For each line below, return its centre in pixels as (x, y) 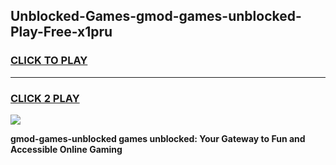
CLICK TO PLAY (49, 61)
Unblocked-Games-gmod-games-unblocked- (156, 16)
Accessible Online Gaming (66, 149)
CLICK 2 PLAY (45, 98)
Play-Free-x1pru (61, 32)
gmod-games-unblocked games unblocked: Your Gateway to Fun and (158, 138)
